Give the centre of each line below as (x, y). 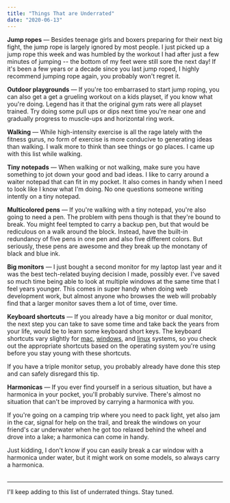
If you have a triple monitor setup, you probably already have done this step (114, 366)
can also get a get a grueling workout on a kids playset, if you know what (110, 96)
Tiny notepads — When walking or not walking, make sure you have (104, 167)
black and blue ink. (34, 253)
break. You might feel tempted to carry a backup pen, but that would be (108, 224)
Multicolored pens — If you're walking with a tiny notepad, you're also (107, 210)
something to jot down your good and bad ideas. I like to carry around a (108, 174)
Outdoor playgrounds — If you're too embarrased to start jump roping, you (113, 89)
